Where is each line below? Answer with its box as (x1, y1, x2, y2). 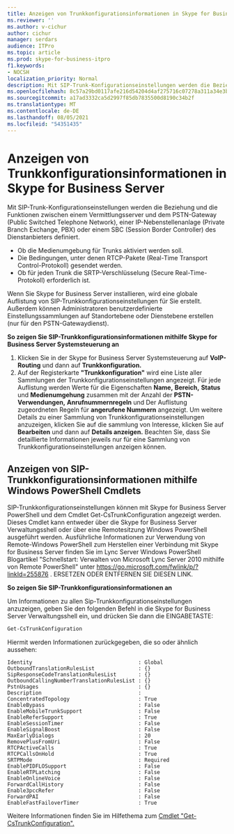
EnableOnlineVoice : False (7, 775, 160, 782)
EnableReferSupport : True (7, 714, 157, 721)
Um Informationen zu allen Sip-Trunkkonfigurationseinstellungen (7, 597, 193, 606)
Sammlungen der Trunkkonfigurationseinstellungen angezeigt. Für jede (17, 376, 221, 385)
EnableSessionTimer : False (7, 720, 160, 727)
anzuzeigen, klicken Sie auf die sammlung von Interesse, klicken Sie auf (17, 420, 224, 429)
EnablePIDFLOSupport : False (7, 763, 160, 770)
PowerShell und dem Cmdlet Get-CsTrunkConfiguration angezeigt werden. (7, 511, 221, 519)
